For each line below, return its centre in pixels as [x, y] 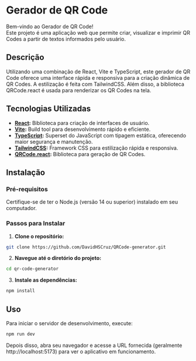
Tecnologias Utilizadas [49, 109]
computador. [21, 208]
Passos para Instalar [36, 224]
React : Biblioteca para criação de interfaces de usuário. [82, 123]
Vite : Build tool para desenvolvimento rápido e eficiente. [82, 129]
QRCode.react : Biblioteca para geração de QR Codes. [80, 154]
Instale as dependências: [46, 280]
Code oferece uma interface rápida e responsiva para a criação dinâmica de [98, 77]
